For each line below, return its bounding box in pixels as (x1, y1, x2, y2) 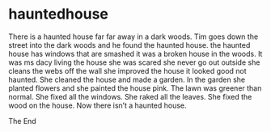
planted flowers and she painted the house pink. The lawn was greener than (8, 83, 262, 93)
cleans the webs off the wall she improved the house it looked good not (8, 66, 247, 75)
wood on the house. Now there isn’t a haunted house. (8, 100, 188, 110)
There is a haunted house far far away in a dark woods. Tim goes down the (8, 32, 259, 41)
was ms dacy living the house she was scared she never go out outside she (8, 57, 260, 67)
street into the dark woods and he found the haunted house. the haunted (8, 40, 251, 49)
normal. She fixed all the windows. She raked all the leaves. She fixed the (8, 92, 252, 101)
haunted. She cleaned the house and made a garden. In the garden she (8, 75, 245, 84)
